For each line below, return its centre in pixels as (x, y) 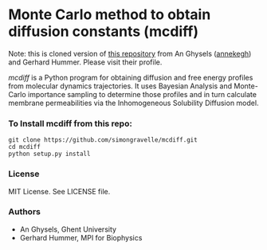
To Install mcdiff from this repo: (71, 123)
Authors (25, 212)
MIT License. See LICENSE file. (59, 191)
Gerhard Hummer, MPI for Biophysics (81, 237)
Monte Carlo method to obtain (110, 15)
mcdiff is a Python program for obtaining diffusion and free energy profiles (131, 77)
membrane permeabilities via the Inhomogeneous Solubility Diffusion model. (133, 103)
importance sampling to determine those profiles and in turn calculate (142, 94)
